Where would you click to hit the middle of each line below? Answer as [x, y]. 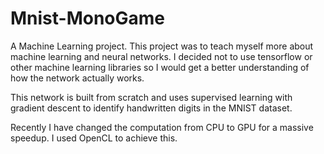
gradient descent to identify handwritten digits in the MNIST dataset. [151, 108]
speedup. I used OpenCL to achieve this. [94, 138]
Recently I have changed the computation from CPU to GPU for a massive [162, 127]
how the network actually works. [77, 78]
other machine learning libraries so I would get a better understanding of [160, 67]
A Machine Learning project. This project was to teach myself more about [162, 46]
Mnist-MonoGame [88, 18]
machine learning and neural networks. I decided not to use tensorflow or [161, 56]
